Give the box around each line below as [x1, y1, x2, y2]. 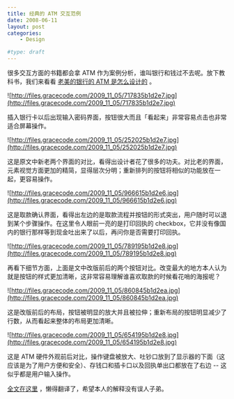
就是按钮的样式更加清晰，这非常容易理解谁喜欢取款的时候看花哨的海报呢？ [7, 272, 221, 281]
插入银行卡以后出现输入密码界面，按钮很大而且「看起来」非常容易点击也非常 [7, 113, 227, 121]
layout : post [7, 23, 45, 30]
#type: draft [7, 49, 45, 56]
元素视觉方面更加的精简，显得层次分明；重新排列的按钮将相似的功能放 [7, 166, 209, 174]
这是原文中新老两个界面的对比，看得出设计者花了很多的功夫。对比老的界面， [7, 157, 227, 166]
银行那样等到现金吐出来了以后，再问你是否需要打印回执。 [19, 228, 185, 236]
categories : [7, 29, 42, 37]
